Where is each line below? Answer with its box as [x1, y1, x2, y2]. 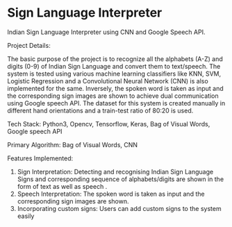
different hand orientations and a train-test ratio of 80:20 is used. [7, 106, 194, 115]
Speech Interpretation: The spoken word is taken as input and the [17, 190, 205, 198]
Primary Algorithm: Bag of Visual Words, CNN [7, 140, 138, 149]
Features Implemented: [7, 154, 74, 162]
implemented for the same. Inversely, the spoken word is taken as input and [7, 84, 224, 92]
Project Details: [7, 41, 51, 49]
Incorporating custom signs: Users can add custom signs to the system [17, 204, 222, 212]
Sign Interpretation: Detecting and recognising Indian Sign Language [17, 167, 214, 176]
